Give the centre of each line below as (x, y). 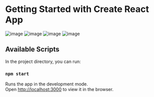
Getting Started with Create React (77, 9)
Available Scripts (32, 49)
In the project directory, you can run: (43, 61)
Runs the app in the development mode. (47, 84)
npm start (17, 74)
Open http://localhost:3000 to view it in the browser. (59, 89)
